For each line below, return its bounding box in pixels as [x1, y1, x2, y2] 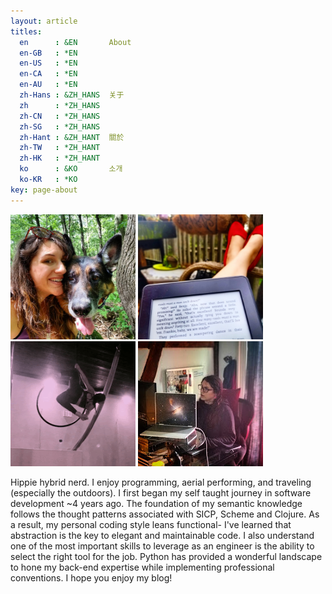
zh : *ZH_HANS [19, 100, 101, 110]
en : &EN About [19, 37, 132, 47]
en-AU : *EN [19, 80, 78, 90]
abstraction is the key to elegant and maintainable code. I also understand [10, 529, 315, 541]
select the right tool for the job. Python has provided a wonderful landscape [10, 550, 323, 562]
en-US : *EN [19, 58, 78, 69]
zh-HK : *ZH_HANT [19, 153, 101, 164]
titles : [10, 26, 43, 37]
